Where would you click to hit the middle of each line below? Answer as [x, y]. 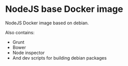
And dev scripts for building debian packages [59, 58]
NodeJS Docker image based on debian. [47, 23]
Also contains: [20, 32]
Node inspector [29, 53]
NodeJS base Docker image [64, 9]
